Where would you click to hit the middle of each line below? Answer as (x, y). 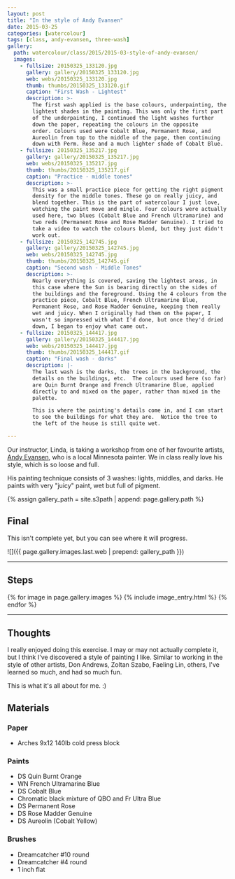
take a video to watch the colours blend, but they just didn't (128, 228)
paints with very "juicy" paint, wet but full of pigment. (84, 485)
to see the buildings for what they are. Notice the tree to (125, 417)
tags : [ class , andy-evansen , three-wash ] (69, 40)
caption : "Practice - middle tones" (79, 177)
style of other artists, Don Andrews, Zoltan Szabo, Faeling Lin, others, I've (114, 665)
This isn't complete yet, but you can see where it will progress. (97, 538)
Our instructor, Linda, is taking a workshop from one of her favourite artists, (116, 450)
